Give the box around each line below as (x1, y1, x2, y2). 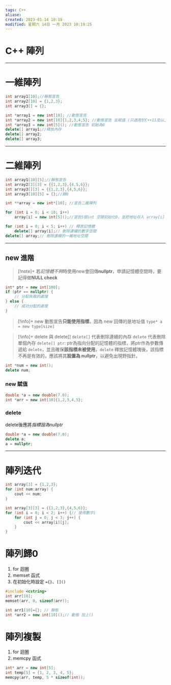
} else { (5, 299, 24, 304)
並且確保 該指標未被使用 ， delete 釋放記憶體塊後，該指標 (46, 346, 164, 352)
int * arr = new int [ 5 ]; (5, 666, 56, 671)
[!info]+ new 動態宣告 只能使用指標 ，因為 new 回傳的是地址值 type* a (17, 318, 163, 324)
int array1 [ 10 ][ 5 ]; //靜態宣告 (5, 177, 66, 182)
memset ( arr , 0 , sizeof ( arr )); (5, 598, 70, 603)
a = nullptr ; (5, 441, 33, 447)
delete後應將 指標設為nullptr (5, 422, 63, 428)
